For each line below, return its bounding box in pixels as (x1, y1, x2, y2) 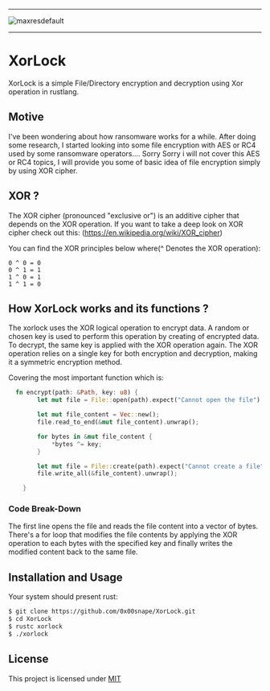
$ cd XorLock (8, 615, 52, 623)
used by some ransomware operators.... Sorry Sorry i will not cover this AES (8, 148, 260, 158)
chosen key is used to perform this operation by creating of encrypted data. (8, 332, 260, 341)
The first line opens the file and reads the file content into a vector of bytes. (8, 521, 259, 532)
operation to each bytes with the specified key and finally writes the (8, 539, 233, 548)
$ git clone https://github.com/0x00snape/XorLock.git (8, 607, 196, 616)
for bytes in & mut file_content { (37, 432, 153, 441)
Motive (8, 110, 44, 124)
